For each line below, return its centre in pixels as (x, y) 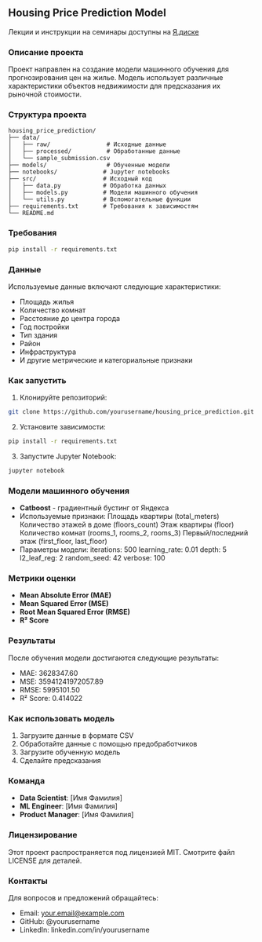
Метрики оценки (42, 579)
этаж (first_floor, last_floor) (63, 542)
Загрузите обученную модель (70, 752)
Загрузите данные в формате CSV (76, 735)
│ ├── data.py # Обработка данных (87, 186)
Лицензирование (43, 835)
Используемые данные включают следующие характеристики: (115, 287)
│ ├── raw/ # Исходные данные (87, 144)
